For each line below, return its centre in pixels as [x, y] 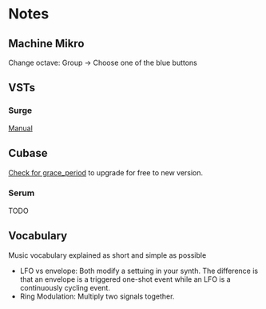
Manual [21, 128]
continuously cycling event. [65, 287]
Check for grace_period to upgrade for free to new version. [106, 172]
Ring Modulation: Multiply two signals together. [97, 296]
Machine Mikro [46, 44]
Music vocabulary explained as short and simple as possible [107, 255]
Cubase [28, 153]
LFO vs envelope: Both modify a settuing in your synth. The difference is [139, 271]
